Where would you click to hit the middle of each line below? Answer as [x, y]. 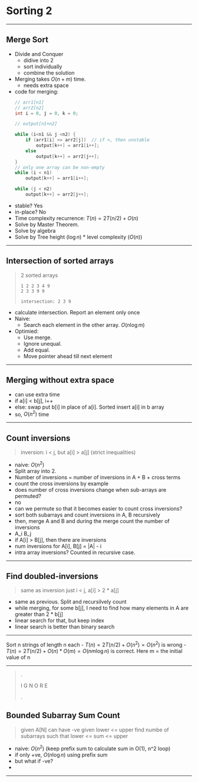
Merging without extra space [60, 380]
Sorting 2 [29, 11]
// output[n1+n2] [36, 124]
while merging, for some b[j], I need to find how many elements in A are [101, 608]
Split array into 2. [35, 471]
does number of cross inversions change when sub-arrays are [90, 489]
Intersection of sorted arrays [60, 261]
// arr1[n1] [29, 102]
